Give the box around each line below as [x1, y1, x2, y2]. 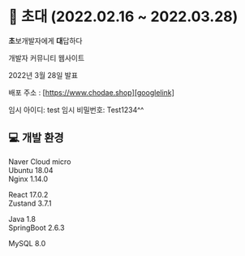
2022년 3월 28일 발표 [8, 70, 79, 80]
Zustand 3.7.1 [8, 198, 52, 208]
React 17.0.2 [8, 189, 49, 199]
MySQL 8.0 [8, 238, 46, 248]
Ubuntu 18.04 [8, 165, 54, 175]
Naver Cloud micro [8, 156, 71, 167]
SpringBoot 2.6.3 [8, 223, 65, 232]
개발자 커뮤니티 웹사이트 [8, 53, 85, 63]
